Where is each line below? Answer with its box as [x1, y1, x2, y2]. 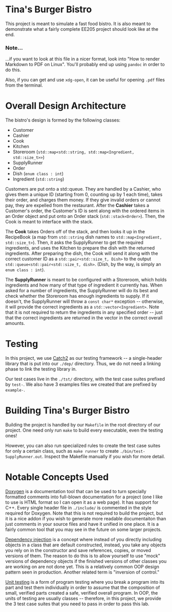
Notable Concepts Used [5, 472, 109, 483]
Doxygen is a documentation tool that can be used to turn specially [5, 488, 147, 494]
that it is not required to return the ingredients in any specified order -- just [5, 309, 163, 316]
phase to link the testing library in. [5, 366, 77, 372]
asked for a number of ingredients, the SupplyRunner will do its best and [5, 288, 158, 294]
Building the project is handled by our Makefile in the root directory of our [5, 422, 161, 428]
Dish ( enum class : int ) [12, 171, 64, 177]
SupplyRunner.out [5, 455, 42, 460]
